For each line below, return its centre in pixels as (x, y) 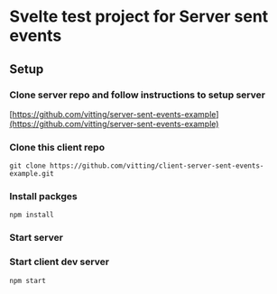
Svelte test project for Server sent (139, 17)
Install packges (44, 197)
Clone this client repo (57, 147)
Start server (36, 238)
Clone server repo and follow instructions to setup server (138, 95)
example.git (32, 174)
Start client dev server (60, 262)
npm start (28, 280)
